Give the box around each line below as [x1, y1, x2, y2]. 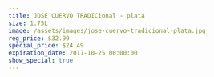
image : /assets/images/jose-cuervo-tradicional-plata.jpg [8, 26, 206, 34]
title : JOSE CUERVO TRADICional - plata [8, 11, 146, 20]
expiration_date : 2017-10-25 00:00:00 [8, 49, 138, 57]
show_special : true [8, 57, 74, 65]
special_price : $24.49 [8, 42, 84, 50]
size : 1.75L [8, 19, 48, 27]
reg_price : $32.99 [8, 34, 70, 43]
